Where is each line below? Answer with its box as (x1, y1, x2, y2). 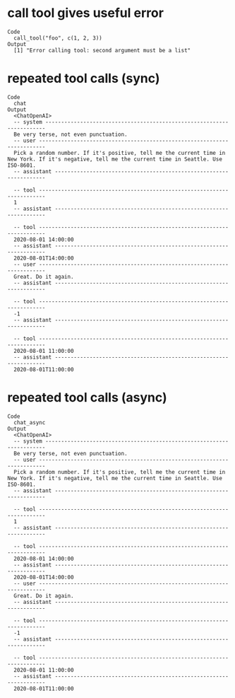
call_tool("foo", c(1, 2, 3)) (13, 34, 102, 42)
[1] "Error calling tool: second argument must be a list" (13, 47, 191, 54)
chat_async (13, 419, 46, 426)
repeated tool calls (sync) (7, 71, 160, 86)
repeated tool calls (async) (7, 390, 167, 406)
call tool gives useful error (7, 5, 164, 21)
